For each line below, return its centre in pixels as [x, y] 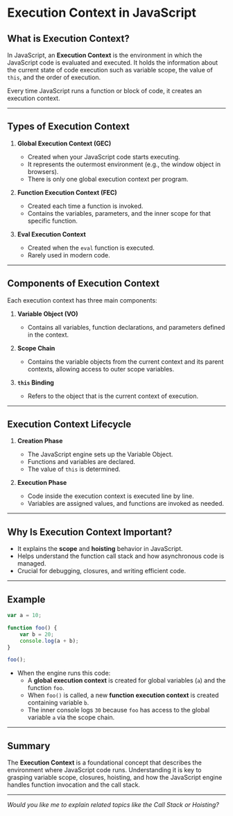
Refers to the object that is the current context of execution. [113, 396]
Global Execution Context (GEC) [64, 143]
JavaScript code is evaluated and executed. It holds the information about [113, 63]
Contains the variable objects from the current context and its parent [126, 361]
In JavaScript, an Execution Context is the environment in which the [105, 55]
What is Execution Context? [68, 39]
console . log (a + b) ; [49, 641]
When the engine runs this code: [64, 673]
